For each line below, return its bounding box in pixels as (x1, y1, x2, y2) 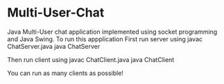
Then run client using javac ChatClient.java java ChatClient (7, 55, 175, 63)
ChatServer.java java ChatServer (7, 42, 101, 50)
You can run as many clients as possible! (7, 69, 123, 77)
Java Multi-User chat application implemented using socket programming (7, 28, 218, 36)
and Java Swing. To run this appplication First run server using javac (7, 34, 203, 43)
